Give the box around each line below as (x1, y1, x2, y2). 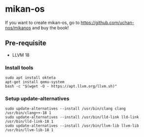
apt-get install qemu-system (5, 80, 65, 85)
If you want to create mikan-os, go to (5, 20, 80, 25)
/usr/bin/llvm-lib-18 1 (5, 128, 54, 133)
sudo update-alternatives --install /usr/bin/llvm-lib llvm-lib (5, 123, 139, 128)
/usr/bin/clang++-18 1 (5, 111, 51, 115)
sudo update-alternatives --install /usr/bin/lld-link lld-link (5, 115, 139, 120)
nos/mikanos (5, 24, 31, 30)
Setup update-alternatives (5, 95, 70, 102)
